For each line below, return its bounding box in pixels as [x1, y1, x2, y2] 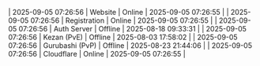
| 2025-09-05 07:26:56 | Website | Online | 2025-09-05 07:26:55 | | [8, 8, 229, 16]
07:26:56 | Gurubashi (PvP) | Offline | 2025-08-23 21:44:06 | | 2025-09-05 [8, 41, 253, 50]
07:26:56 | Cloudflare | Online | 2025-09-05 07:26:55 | [8, 49, 186, 58]
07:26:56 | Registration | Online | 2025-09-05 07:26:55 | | [30, 16, 217, 25]
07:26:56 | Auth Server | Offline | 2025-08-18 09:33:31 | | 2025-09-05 [18, 24, 247, 33]
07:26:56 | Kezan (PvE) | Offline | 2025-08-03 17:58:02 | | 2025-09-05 [8, 32, 239, 42]
